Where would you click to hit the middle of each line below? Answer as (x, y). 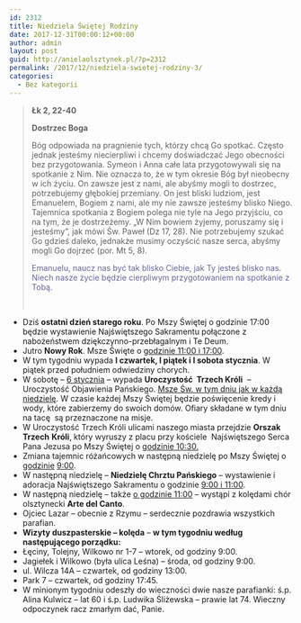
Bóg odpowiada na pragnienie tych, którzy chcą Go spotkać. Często (158, 145)
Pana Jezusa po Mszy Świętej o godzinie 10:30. (111, 446)
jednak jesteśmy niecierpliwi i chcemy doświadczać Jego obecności (158, 155)
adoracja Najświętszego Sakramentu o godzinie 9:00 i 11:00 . (133, 484)
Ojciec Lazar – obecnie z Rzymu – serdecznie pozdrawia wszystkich (149, 513)
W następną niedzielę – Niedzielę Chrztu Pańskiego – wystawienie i (149, 474)
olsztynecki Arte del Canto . (74, 503)
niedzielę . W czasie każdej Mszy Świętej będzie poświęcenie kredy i (149, 398)
